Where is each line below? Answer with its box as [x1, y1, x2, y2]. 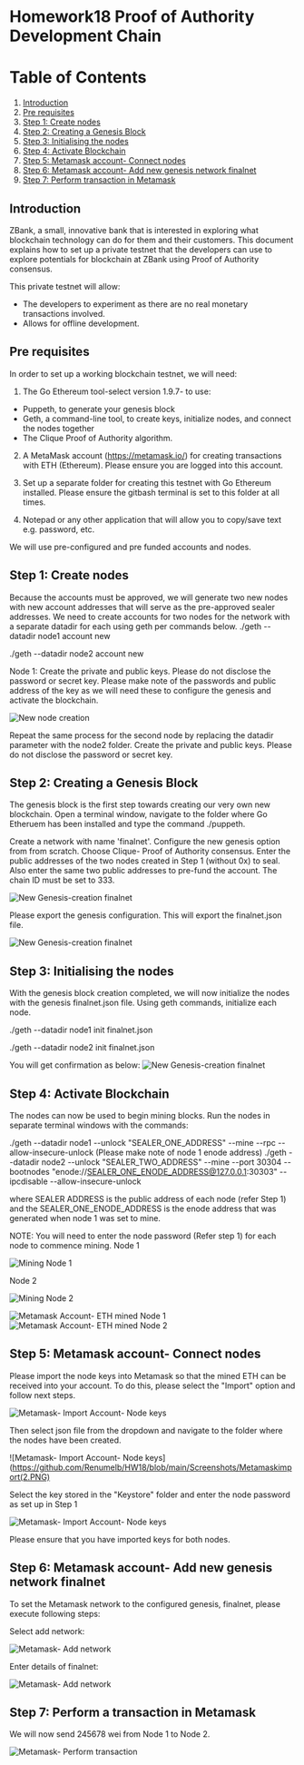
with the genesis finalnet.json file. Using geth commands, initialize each [9, 997, 277, 1009]
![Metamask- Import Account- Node [9, 1452, 143, 1463]
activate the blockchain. [9, 695, 99, 705]
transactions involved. [22, 308, 106, 319]
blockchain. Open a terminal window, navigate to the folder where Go [9, 809, 268, 820]
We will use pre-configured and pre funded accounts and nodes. [9, 541, 251, 552]
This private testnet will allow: [9, 281, 121, 291]
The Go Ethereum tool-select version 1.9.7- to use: [22, 386, 211, 397]
